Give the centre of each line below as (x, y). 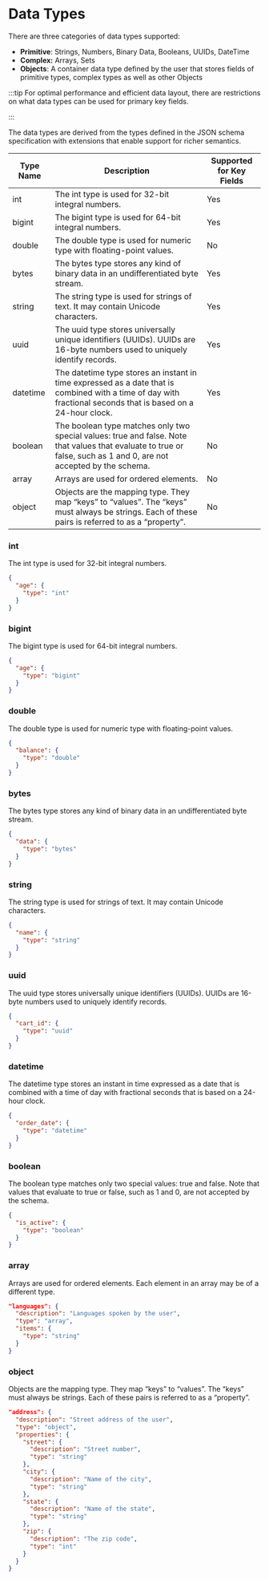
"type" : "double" (52, 758)
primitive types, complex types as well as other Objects (111, 77)
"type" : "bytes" (50, 849)
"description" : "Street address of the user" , (94, 1420)
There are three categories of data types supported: (94, 36)
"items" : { (34, 1329)
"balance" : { (37, 750)
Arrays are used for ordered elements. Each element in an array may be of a (134, 1283)
